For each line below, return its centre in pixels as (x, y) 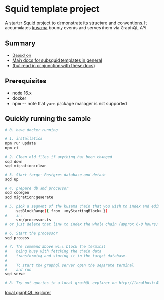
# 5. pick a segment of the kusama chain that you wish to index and (77, 206)
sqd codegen (17, 193)
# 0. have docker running (31, 130)
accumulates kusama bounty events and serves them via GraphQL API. (76, 27)
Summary (20, 43)
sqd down (14, 161)
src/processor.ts (33, 220)
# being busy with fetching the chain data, (54, 251)
